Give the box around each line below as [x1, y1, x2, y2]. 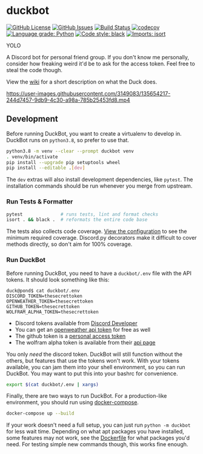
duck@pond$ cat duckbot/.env [6, 288, 80, 294]
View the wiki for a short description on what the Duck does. [6, 78, 158, 85]
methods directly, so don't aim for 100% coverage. [6, 240, 133, 248]
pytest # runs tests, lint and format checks [6, 211, 159, 217]
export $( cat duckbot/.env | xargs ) [6, 381, 99, 387]
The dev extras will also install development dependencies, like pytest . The [6, 176, 193, 183]
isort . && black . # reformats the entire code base [6, 217, 148, 223]
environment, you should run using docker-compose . [6, 399, 139, 406]
